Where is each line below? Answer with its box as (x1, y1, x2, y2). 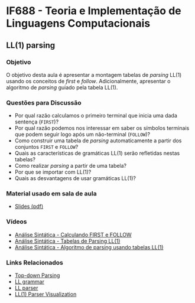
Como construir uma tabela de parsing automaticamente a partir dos (14, 137, 182, 144)
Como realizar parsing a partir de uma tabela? (14, 162, 127, 170)
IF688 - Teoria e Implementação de (6, 4, 181, 18)
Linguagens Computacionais (6, 17, 151, 30)
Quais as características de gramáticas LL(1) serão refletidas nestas (14, 149, 180, 157)
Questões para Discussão (6, 99, 82, 107)
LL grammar (14, 278, 44, 285)
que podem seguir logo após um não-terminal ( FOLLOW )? (14, 131, 151, 138)
